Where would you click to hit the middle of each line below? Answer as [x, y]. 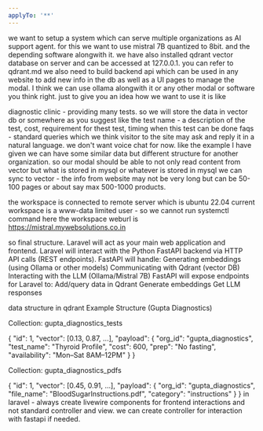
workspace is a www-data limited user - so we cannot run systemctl [119, 210]
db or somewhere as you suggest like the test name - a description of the [127, 120]
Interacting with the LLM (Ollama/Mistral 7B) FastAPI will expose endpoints [129, 275]
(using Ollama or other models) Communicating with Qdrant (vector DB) [124, 267]
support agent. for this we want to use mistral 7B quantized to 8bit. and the [129, 46]
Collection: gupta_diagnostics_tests [66, 322]
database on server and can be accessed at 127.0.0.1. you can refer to [121, 63]
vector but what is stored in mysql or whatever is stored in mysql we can [125, 170]
